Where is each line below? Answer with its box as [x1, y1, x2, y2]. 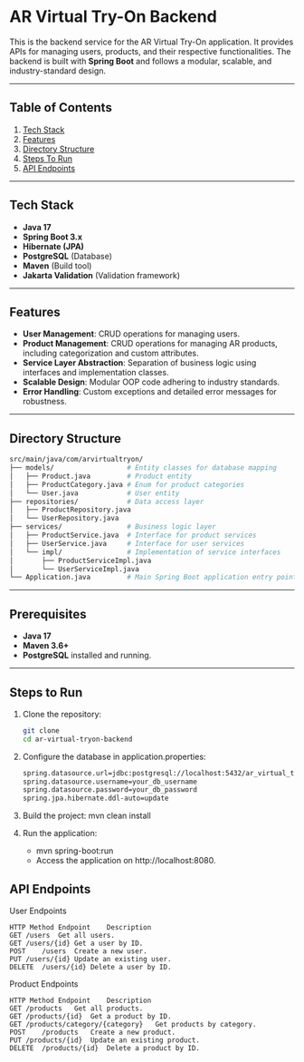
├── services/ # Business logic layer [9, 522, 217, 531]
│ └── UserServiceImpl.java [9, 564, 140, 573]
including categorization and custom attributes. [22, 347, 199, 359]
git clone [22, 726, 61, 736]
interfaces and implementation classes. [22, 367, 169, 378]
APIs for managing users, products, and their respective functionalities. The [9, 45, 291, 56]
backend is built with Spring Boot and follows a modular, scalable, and [9, 55, 272, 66]
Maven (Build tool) [22, 260, 92, 271]
